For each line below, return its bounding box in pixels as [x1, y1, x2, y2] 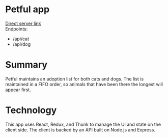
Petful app [5, 4, 50, 15]
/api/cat [12, 36, 30, 42]
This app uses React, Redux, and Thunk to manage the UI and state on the [5, 121, 161, 127]
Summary [5, 59, 47, 71]
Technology [5, 104, 57, 116]
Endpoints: [5, 25, 28, 32]
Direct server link [5, 20, 41, 26]
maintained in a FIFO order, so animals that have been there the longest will [5, 81, 163, 87]
